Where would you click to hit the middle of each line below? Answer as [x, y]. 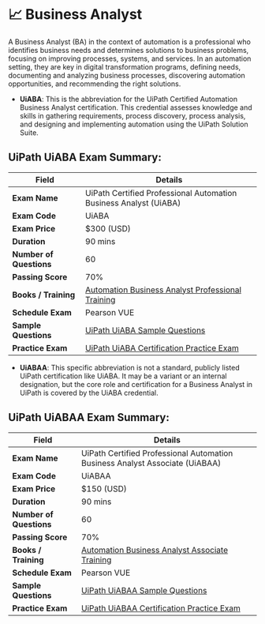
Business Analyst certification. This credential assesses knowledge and [136, 107]
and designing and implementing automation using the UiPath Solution [134, 124]
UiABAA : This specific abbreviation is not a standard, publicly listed [130, 367]
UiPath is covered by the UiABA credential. [89, 393]
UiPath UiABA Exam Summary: [85, 158]
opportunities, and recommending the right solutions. [95, 84]
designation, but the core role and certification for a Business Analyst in [136, 384]
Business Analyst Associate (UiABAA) [151, 463]
